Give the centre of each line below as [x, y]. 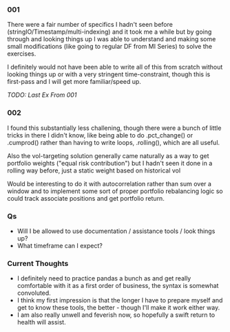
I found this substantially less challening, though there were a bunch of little [114, 128]
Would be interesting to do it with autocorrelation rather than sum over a [109, 184]
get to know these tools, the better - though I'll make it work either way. [118, 308]
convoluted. [34, 293]
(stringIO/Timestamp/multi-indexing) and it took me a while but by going [109, 32]
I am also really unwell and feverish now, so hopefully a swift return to [116, 315]
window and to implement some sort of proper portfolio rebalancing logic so [115, 191]
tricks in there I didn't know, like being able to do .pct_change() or [100, 135]
